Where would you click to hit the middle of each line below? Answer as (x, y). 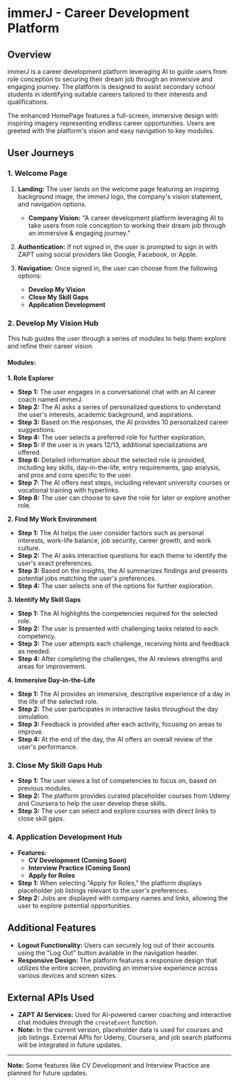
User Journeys (41, 153)
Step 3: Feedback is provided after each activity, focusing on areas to (120, 725)
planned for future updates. (48, 1073)
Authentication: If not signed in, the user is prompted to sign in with (118, 246)
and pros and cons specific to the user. (75, 475)
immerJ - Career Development (99, 13)
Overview (30, 54)
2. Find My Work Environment (52, 519)
